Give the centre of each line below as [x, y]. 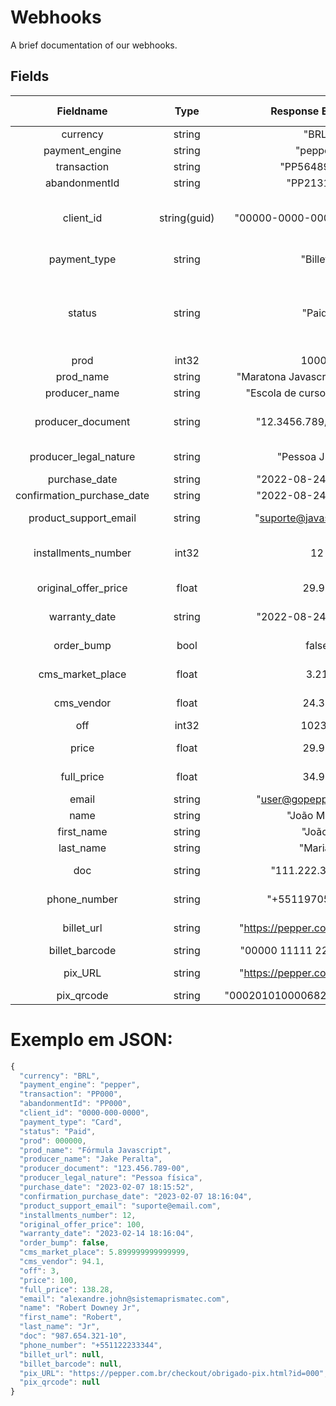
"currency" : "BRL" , [60, 1076]
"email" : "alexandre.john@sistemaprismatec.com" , [124, 1299]
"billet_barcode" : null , [71, 1364]
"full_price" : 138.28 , [66, 1289]
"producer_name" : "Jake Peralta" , [91, 1159]
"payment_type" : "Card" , [71, 1122]
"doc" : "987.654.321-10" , [73, 1336]
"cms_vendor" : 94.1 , [62, 1262]
